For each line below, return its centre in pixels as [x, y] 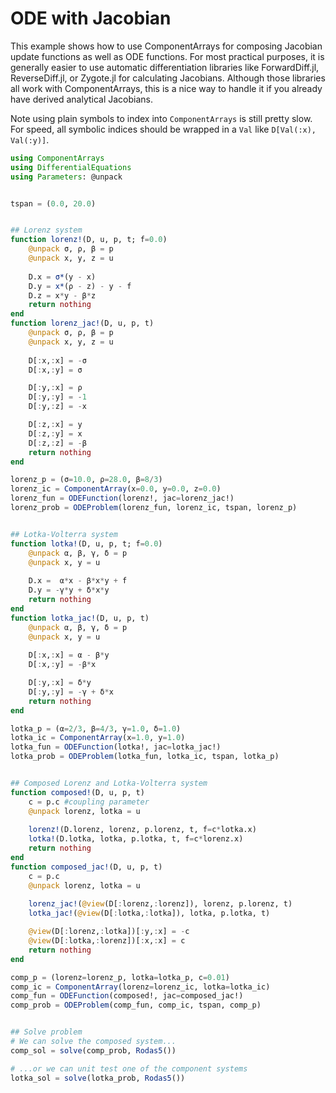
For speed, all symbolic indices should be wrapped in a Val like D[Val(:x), [163, 129]
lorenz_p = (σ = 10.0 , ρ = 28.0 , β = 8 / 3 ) [86, 480]
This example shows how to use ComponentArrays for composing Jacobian [166, 46]
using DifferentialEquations [71, 167]
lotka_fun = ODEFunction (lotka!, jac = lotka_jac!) [116, 747]
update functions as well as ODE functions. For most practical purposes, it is [167, 56]
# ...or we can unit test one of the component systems [129, 1068]
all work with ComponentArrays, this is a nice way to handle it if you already [166, 88]
